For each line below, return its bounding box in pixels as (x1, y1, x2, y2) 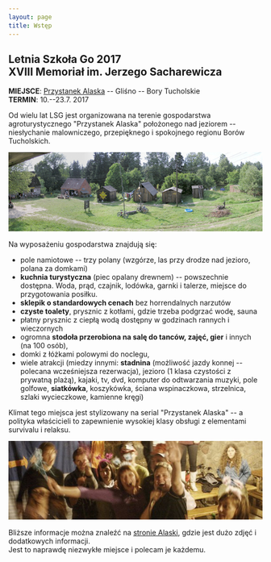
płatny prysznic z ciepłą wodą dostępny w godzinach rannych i (19, 314, 230, 324)
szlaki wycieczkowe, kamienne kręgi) (19, 392, 144, 402)
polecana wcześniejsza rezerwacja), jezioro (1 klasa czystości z (19, 366, 231, 376)
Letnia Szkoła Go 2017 (8, 52, 122, 66)
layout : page (8, 13, 52, 21)
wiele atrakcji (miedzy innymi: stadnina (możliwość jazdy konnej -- (19, 357, 244, 367)
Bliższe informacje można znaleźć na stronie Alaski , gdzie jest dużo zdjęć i (8, 528, 256, 538)
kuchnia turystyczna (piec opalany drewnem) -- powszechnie (19, 272, 229, 281)
